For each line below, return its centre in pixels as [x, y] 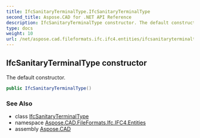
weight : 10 [20, 34]
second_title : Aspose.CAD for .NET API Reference [69, 17]
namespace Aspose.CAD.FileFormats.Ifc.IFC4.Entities [80, 123]
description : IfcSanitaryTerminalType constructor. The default [87, 23]
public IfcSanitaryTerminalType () [49, 88]
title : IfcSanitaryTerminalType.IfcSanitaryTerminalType [78, 12]
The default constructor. [36, 77]
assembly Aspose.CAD [43, 129]
